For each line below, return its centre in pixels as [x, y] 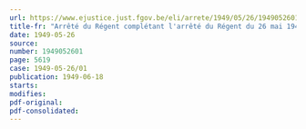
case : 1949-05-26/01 [49, 69]
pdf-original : [36, 102]
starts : [24, 85]
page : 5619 [30, 60]
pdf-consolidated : [44, 111]
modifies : [28, 94]
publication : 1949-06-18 [56, 77]
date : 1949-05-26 [42, 35]
